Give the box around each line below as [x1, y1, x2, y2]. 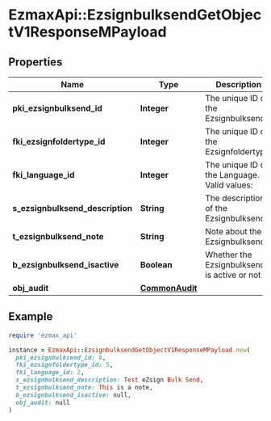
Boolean [140, 259, 173, 270]
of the [205, 203, 228, 213]
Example [8, 309, 53, 324]
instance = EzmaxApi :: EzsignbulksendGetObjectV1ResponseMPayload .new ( [8, 346, 251, 354]
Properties [8, 55, 63, 69]
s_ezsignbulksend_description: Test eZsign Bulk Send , [15, 376, 204, 385]
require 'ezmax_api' [8, 331, 78, 339]
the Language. [205, 170, 260, 180]
